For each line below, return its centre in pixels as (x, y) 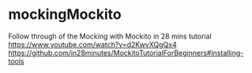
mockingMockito (65, 15)
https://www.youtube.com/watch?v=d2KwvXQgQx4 (92, 44)
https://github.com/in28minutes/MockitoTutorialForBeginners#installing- (126, 53)
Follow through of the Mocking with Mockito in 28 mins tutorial (110, 36)
